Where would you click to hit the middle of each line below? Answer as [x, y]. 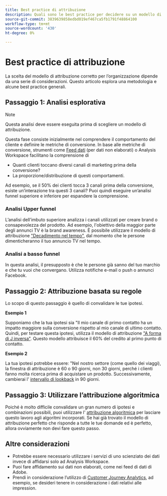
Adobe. [20, 472]
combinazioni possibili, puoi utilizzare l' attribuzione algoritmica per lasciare [83, 412]
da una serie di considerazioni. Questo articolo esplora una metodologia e [81, 81]
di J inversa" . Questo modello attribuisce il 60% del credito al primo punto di [83, 339]
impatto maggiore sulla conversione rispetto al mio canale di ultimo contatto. [84, 328]
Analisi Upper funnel [31, 209]
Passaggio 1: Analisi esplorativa [55, 102]
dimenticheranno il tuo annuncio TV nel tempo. [53, 241]
